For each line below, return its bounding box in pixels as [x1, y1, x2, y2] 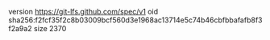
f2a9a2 [8, 24, 32, 33]
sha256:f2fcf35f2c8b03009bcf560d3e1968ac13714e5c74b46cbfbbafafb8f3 [8, 15, 263, 25]
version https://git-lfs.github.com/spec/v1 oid [8, 7, 159, 16]
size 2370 [33, 24, 67, 33]
